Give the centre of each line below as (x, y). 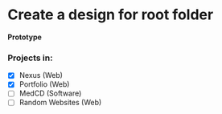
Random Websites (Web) (60, 103)
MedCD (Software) (50, 93)
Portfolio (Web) (44, 84)
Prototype (25, 37)
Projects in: (30, 58)
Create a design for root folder (111, 15)
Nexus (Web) (41, 75)
